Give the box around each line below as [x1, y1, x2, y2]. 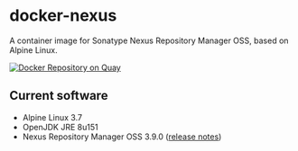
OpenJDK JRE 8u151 [22, 121, 98, 132]
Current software [9, 88, 108, 103]
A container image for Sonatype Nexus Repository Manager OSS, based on [9, 35, 289, 46]
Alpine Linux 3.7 [22, 111, 83, 122]
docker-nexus [9, 5, 117, 26]
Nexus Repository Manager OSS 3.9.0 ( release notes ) [22, 131, 222, 142]
